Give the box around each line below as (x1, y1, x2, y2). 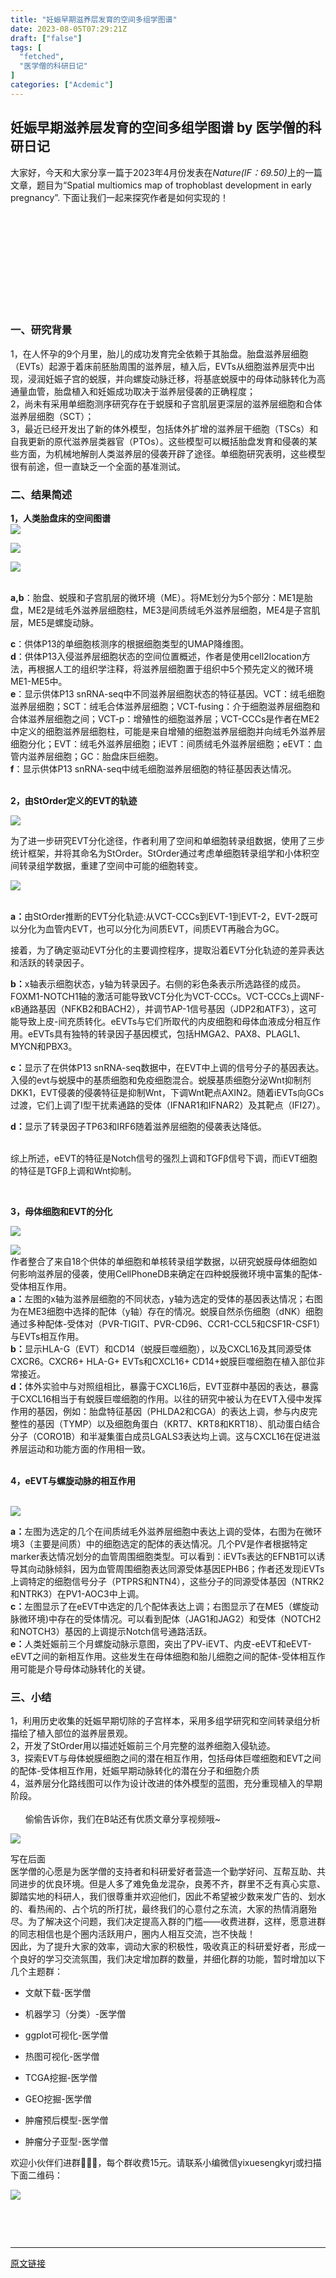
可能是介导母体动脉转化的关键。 (18, 1663, 151, 1675)
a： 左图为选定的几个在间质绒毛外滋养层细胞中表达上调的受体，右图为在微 (10, 1526, 314, 1538)
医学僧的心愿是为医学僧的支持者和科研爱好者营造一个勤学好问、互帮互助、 (10, 1866, 317, 1878)
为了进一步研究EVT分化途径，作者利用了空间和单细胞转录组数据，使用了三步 (10, 835, 326, 847)
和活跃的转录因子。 (10, 957, 90, 969)
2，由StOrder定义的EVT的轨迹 (10, 795, 138, 807)
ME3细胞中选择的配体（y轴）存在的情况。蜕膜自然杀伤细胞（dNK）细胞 (27, 1306, 324, 1318)
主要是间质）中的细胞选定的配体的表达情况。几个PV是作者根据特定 (33, 1538, 308, 1550)
